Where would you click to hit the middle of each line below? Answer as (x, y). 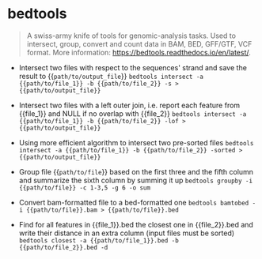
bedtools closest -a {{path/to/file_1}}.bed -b (99, 240)
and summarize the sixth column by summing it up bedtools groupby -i (136, 180)
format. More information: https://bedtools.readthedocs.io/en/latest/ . (139, 52)
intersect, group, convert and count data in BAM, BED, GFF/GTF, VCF (139, 43)
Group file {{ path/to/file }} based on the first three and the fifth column (136, 171)
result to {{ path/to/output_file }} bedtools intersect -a (111, 76)
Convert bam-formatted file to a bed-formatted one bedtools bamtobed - (137, 202)
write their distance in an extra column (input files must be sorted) (127, 233)
